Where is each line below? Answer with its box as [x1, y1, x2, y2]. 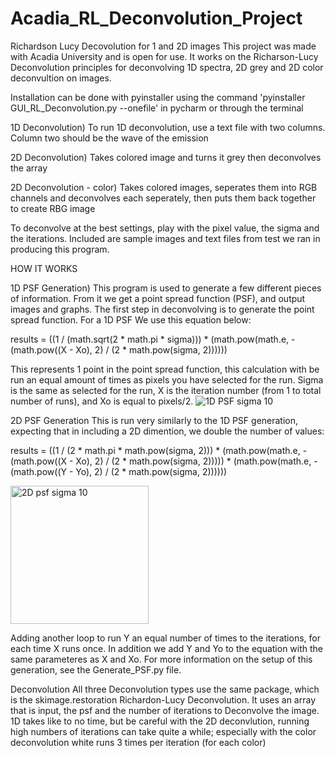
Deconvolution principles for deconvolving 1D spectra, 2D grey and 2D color [10, 61, 324, 73]
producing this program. [10, 243, 110, 255]
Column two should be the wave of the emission [10, 132, 209, 144]
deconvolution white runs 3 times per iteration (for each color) [10, 736, 267, 748]
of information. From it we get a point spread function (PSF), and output [10, 292, 306, 304]
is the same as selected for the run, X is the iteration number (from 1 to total [10, 384, 322, 396]
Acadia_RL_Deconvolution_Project [10, 7, 303, 30]
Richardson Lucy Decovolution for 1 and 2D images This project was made [10, 40, 317, 52]
